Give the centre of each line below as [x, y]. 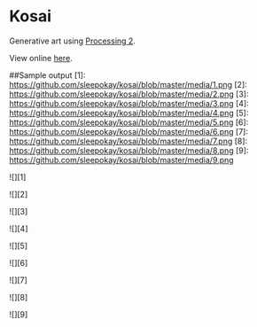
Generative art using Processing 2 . [72, 41]
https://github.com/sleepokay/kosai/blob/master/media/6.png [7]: [128, 131]
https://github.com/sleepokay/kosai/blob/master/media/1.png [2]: [128, 84]
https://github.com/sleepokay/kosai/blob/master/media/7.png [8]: [128, 141]
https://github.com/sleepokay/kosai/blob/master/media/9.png [121, 160]
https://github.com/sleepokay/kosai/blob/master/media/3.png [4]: [129, 103]
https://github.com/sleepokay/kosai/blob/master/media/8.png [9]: [129, 150]
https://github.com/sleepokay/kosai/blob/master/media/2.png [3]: [129, 94]
